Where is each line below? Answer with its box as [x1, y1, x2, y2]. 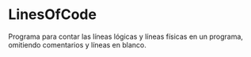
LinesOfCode [8, 6, 97, 24]
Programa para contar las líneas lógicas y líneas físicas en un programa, [8, 32, 244, 41]
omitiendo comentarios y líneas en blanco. [8, 40, 146, 49]
